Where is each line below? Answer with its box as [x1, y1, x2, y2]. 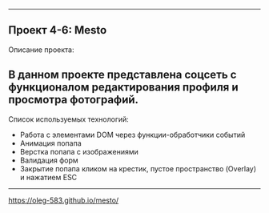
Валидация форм [19, 155, 78, 165]
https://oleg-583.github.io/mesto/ [8, 195, 119, 205]
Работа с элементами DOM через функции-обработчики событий [19, 130, 246, 139]
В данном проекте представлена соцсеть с [8, 68, 237, 82]
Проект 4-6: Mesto [8, 23, 107, 37]
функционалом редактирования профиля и [8, 81, 239, 94]
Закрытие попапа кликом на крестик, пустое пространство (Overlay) [19, 163, 257, 173]
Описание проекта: [8, 45, 74, 54]
